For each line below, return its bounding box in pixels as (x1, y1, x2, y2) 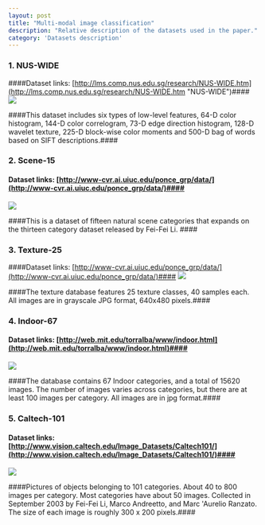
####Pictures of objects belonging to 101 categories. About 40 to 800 (8, 482, 237, 492)
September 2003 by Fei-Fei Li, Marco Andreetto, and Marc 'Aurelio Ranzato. (8, 499, 257, 509)
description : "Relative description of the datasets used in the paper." (8, 26, 259, 34)
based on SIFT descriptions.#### (8, 135, 119, 145)
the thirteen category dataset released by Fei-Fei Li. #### (8, 224, 198, 234)
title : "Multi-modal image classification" (8, 19, 155, 27)
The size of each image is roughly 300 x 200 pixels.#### (8, 507, 197, 517)
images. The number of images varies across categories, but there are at (8, 385, 247, 395)
